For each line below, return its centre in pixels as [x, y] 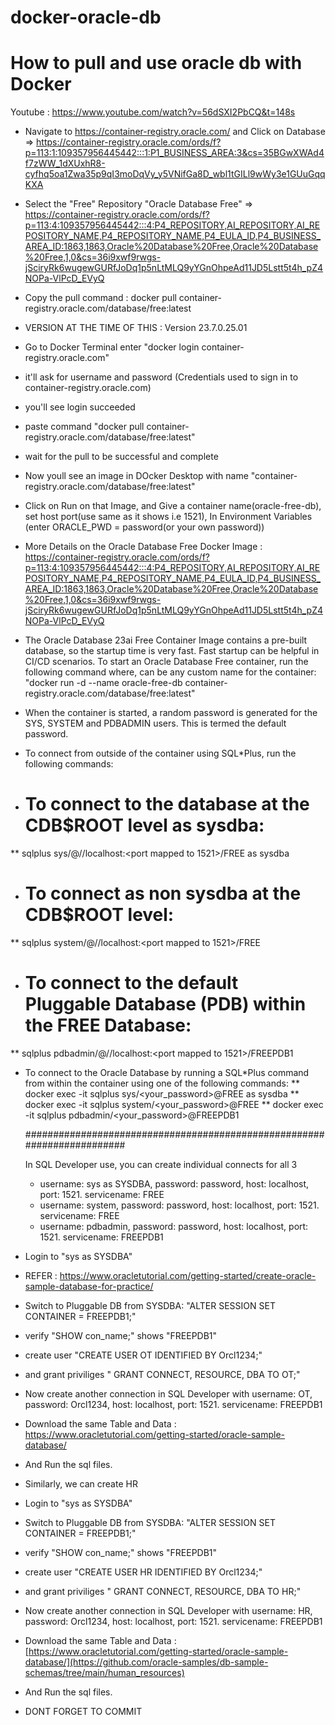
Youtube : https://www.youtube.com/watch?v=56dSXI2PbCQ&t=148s [153, 112]
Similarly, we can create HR [81, 1483]
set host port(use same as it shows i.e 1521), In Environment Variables [168, 517]
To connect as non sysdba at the [163, 893]
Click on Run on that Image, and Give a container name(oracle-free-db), [173, 506]
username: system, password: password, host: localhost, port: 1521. [179, 1205]
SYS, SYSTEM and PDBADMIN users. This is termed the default [155, 723]
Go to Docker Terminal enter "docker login [112, 347]
